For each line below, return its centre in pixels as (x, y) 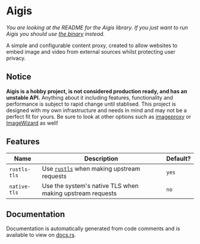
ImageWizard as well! (32, 123)
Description (101, 158)
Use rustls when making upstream (91, 168)
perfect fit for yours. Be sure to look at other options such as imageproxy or (99, 116)
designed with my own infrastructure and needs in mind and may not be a (97, 110)
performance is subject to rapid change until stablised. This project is (91, 104)
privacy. (16, 58)
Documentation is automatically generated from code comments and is (93, 228)
